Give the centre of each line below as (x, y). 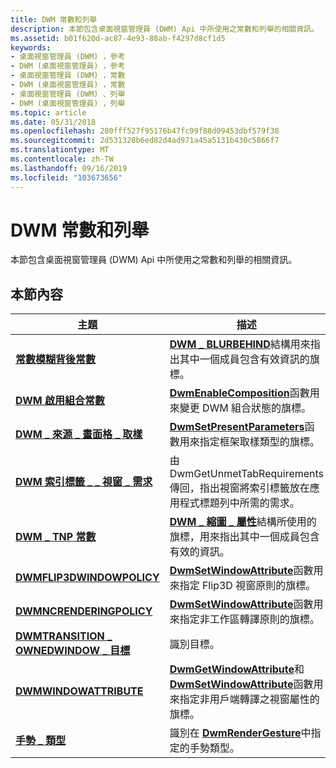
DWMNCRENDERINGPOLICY (84, 611)
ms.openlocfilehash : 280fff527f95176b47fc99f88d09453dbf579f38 (145, 131)
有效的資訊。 (199, 552)
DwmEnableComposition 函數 (239, 393)
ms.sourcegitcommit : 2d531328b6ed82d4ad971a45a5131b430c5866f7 (145, 141)
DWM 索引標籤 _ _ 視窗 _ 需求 (84, 482)
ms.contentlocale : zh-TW (62, 159)
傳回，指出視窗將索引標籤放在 (239, 488)
